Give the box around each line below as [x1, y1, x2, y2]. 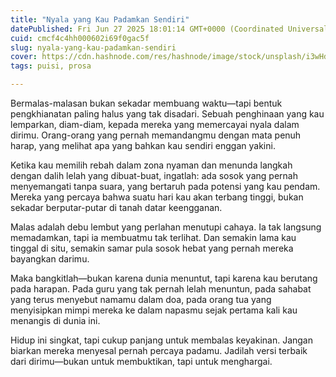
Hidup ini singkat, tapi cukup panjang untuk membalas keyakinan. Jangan [10, 334, 314, 346]
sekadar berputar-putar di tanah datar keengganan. [10, 202, 223, 213]
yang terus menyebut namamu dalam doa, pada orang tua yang [10, 294, 272, 305]
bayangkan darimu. [10, 253, 90, 265]
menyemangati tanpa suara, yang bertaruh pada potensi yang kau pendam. [10, 181, 321, 192]
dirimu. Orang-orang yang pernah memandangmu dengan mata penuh [10, 129, 302, 141]
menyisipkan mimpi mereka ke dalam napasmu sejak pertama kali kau [10, 304, 298, 316]
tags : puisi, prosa [10, 61, 92, 71]
